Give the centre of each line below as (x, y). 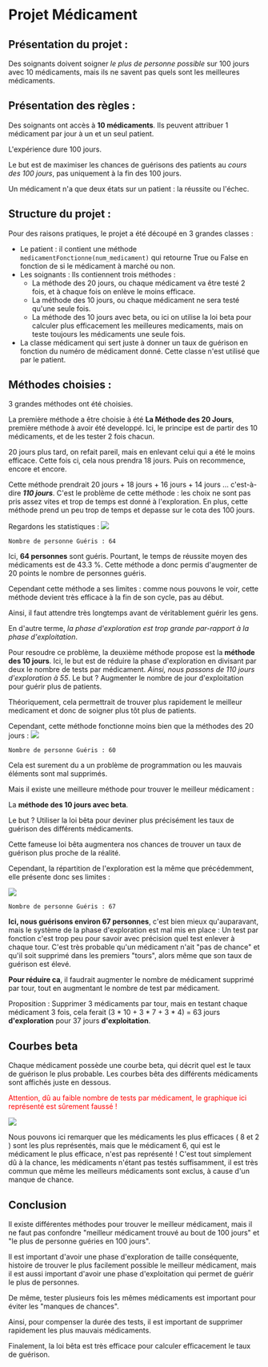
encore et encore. (38, 469)
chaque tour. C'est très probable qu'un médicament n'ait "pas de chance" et (134, 947)
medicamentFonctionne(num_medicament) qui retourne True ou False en (134, 257)
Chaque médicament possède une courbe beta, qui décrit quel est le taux (130, 1066)
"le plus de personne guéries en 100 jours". (79, 1241)
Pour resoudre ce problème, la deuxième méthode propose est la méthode (132, 653)
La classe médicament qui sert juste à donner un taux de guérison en (134, 342)
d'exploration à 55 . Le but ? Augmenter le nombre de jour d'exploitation (126, 678)
